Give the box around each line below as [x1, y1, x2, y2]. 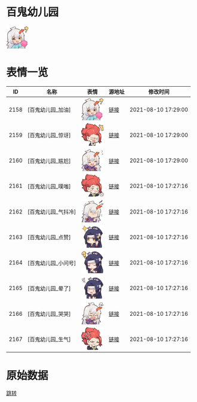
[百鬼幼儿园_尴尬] [27, 157, 71, 165]
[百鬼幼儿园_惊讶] [27, 132, 71, 139]
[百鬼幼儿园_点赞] [27, 234, 71, 241]
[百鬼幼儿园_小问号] [27, 259, 76, 266]
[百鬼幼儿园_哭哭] [27, 310, 71, 318]
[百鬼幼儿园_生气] [27, 336, 71, 343]
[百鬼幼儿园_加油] [27, 106, 71, 114]
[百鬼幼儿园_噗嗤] [27, 182, 71, 190]
